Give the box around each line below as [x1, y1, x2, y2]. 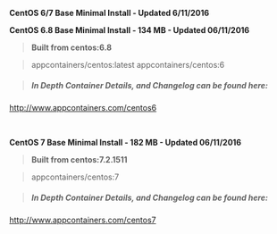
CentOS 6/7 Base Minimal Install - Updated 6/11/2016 [9, 8, 210, 18]
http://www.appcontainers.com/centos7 [9, 214, 156, 225]
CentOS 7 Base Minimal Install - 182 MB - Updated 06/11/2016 [9, 137, 242, 147]
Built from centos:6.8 [30, 42, 113, 53]
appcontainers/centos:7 [30, 171, 120, 182]
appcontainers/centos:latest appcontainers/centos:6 [30, 60, 225, 70]
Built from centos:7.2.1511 [30, 154, 128, 164]
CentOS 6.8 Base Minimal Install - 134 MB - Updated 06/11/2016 [9, 25, 250, 35]
